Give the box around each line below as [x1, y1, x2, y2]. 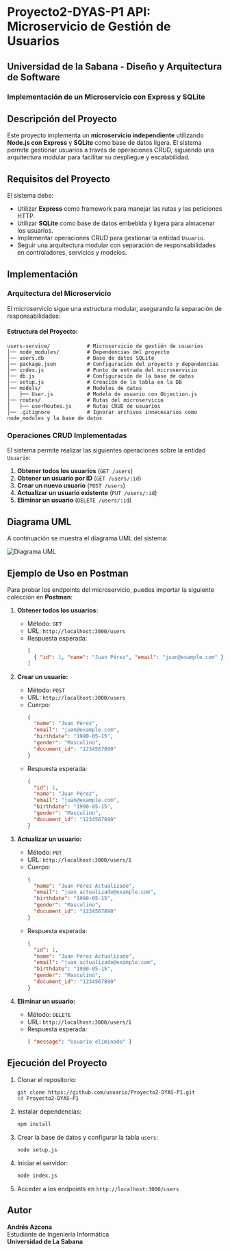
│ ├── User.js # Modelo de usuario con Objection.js [7, 391, 197, 398]
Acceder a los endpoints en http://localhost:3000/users [16, 1184, 179, 1193]
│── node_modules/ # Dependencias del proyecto [7, 349, 170, 356]
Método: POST [27, 686, 65, 694]
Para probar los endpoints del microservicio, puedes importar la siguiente [7, 585, 214, 594]
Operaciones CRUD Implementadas [7, 431, 127, 440]
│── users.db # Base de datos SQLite [7, 355, 155, 362]
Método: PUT [27, 848, 62, 856]
